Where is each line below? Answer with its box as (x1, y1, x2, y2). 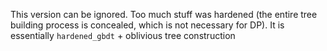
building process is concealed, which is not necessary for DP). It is (10, 19, 285, 31)
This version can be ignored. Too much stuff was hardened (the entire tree (10, 9, 318, 20)
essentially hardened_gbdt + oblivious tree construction (10, 30, 236, 41)
